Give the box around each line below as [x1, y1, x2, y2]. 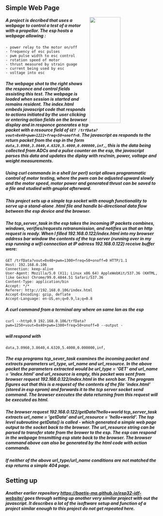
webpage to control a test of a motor [5, 22, 81, 28]
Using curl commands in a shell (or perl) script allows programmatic [5, 170, 146, 176]
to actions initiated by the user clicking [5, 111, 86, 117]
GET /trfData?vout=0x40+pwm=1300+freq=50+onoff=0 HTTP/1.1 [5, 258, 128, 263]
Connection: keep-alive [5, 266, 54, 272]
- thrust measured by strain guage [5, 62, 78, 67]
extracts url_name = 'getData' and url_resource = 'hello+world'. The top [5, 414, 154, 420]
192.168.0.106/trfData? [38, 319, 86, 324]
